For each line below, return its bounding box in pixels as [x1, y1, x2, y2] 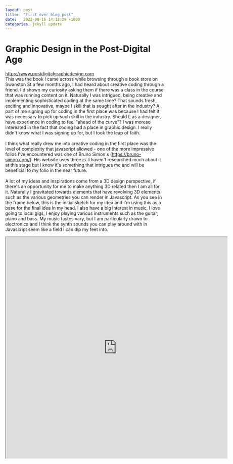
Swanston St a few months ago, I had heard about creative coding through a [5, 81, 164, 87]
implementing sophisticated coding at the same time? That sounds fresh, [5, 98, 157, 104]
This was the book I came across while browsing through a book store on [5, 76, 158, 82]
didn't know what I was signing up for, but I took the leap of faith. [5, 130, 141, 136]
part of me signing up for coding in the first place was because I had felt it [5, 108, 160, 114]
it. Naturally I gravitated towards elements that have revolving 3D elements [5, 189, 161, 195]
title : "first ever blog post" [5, 12, 73, 17]
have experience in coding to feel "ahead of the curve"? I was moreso [5, 119, 151, 125]
